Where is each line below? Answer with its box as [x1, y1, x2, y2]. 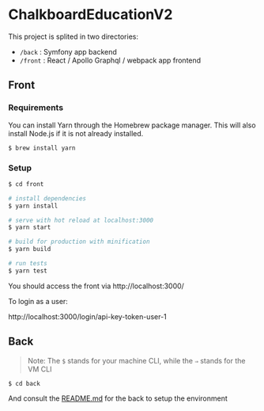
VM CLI [27, 364, 52, 374]
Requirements [8, 102, 64, 113]
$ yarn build [8, 245, 51, 253]
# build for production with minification [8, 238, 150, 246]
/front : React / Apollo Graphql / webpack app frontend [19, 55, 202, 65]
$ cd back [8, 379, 41, 387]
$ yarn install [8, 202, 58, 210]
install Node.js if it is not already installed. [8, 128, 144, 138]
